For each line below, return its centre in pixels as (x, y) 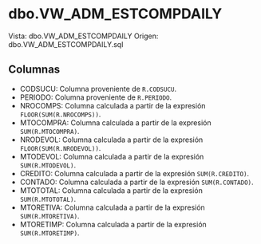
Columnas (34, 70)
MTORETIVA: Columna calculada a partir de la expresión (112, 207)
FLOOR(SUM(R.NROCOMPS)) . (60, 114)
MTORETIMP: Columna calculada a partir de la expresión (113, 224)
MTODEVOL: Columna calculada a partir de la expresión (112, 156)
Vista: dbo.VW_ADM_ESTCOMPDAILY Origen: (83, 36)
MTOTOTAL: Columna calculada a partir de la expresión (111, 190)
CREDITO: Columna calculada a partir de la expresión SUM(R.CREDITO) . (134, 173)
